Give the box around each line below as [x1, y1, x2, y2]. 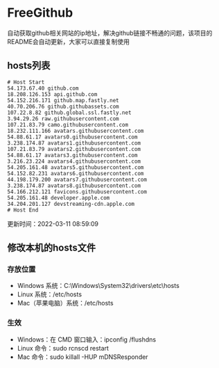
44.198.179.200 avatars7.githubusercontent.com [7, 176, 148, 183]
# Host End [7, 207, 39, 214]
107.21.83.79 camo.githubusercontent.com [7, 121, 129, 128]
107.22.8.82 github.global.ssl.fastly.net [7, 109, 132, 116]
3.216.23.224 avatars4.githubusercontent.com [7, 158, 141, 165]
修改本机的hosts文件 [7, 242, 96, 254]
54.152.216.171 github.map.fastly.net [7, 97, 119, 104]
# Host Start [7, 79, 45, 86]
